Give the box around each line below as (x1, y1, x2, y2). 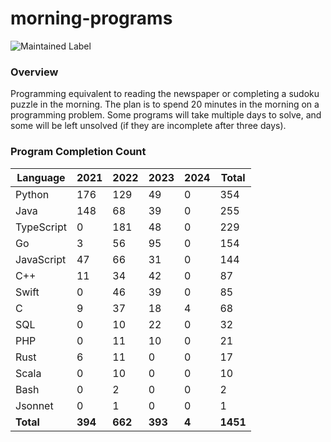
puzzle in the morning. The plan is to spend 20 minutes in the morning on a (10, 98, 320, 111)
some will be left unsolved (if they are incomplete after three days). (10, 120, 287, 132)
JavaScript (15, 252, 67, 266)
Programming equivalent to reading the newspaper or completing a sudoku (10, 88, 320, 100)
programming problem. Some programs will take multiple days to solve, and (10, 109, 322, 121)
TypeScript (15, 220, 67, 234)
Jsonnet (15, 398, 54, 412)
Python (15, 187, 50, 201)
